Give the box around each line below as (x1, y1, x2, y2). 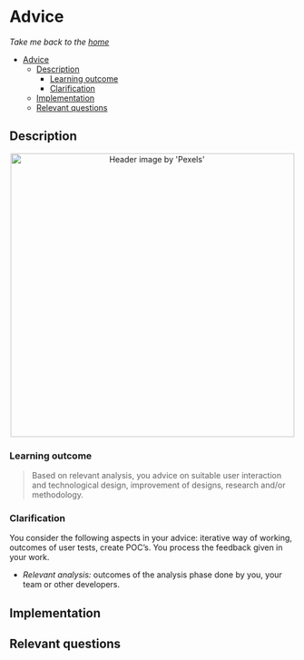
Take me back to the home (9, 36, 110, 47)
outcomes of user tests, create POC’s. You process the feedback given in (9, 542, 283, 553)
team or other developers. (22, 579, 121, 590)
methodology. (31, 489, 84, 500)
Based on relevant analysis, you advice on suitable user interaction (31, 470, 282, 481)
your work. (9, 552, 50, 563)
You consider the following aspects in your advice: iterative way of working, (9, 533, 293, 544)
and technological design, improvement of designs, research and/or (31, 479, 286, 491)
